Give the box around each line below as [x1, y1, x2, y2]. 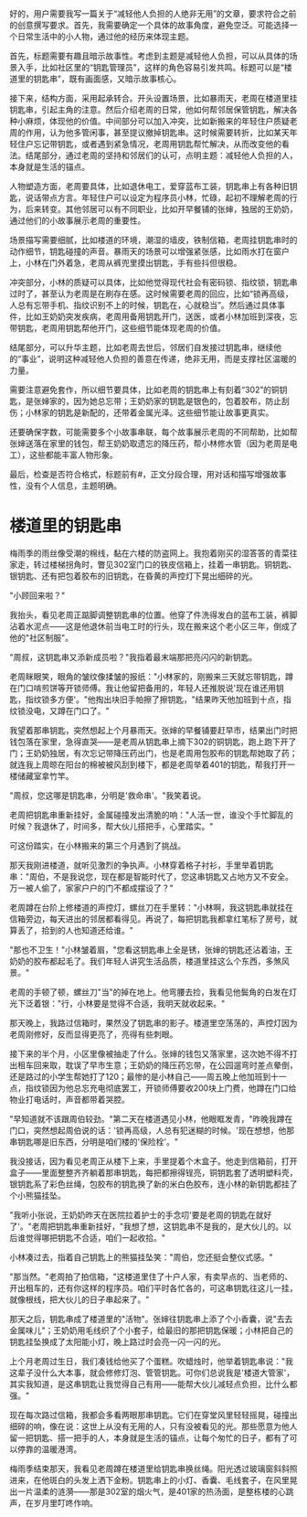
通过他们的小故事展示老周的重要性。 [9, 215, 146, 226]
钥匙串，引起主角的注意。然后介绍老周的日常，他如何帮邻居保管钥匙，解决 [9, 104, 290, 115]
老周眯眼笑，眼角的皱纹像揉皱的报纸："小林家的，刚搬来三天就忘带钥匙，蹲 [9, 670, 294, 682]
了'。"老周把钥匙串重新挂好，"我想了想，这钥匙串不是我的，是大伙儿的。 [9, 1221, 284, 1232]
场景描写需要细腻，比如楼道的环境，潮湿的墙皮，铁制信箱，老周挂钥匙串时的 [9, 235, 298, 245]
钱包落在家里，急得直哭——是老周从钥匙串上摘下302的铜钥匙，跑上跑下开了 [9, 736, 297, 747]
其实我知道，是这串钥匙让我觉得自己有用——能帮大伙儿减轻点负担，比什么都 [9, 1378, 298, 1389]
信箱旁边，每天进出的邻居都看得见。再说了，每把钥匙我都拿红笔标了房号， [9, 913, 290, 924]
